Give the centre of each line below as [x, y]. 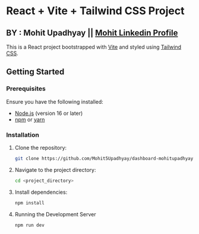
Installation [23, 134]
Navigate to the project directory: [55, 169]
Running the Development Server [55, 214]
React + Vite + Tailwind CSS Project [95, 11]
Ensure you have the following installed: [55, 101]
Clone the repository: [41, 148]
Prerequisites [26, 89]
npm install [29, 203]
